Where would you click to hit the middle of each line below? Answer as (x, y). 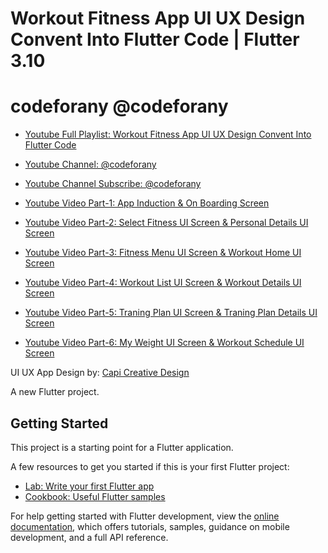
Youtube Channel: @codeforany (90, 164)
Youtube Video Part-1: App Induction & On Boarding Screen (147, 203)
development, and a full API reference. (89, 537)
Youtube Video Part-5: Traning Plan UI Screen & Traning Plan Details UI (171, 313)
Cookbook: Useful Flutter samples (95, 496)
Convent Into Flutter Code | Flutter (155, 39)
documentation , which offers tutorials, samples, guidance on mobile (150, 526)
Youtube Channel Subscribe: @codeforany (113, 184)
